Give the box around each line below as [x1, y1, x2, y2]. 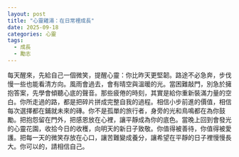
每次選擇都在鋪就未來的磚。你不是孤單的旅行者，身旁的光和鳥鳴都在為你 [7, 106, 219, 115]
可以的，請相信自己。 [26, 142, 89, 151]
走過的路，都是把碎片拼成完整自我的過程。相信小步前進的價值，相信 [31, 97, 232, 106]
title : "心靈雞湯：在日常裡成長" [7, 17, 95, 24]
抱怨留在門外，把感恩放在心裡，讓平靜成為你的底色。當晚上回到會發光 [26, 115, 232, 123]
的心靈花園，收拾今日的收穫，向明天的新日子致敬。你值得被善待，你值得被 [7, 124, 225, 133]
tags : [7, 37, 23, 44]
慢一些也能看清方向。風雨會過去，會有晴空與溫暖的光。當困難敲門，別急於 [7, 79, 225, 88]
